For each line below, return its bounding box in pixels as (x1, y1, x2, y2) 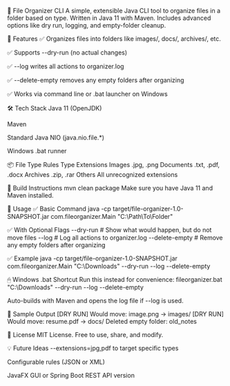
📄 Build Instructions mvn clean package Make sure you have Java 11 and (7, 184, 213, 192)
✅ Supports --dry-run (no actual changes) (7, 48, 128, 57)
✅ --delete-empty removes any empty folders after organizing (7, 76, 184, 84)
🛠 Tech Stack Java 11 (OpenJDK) (7, 104, 102, 112)
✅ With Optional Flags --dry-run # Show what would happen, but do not (7, 226, 212, 234)
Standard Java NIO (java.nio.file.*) (7, 133, 105, 142)
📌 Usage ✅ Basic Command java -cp (7, 204, 112, 213)
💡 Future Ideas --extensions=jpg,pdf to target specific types (7, 344, 179, 352)
